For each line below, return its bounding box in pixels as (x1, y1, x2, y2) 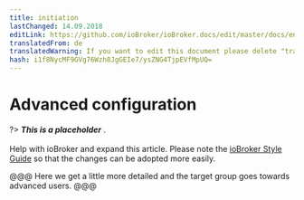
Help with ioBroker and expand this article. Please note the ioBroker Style (9, 143, 282, 154)
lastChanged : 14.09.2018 (9, 22, 103, 31)
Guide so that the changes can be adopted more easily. (9, 153, 216, 164)
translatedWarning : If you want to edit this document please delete (9, 47, 278, 56)
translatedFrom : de (9, 38, 83, 48)
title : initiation (9, 13, 79, 23)
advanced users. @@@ (9, 180, 98, 191)
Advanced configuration (9, 94, 197, 115)
